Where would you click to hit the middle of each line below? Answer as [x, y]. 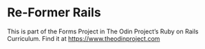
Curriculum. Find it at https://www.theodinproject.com [84, 38]
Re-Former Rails [54, 13]
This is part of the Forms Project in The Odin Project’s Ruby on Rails [103, 31]
